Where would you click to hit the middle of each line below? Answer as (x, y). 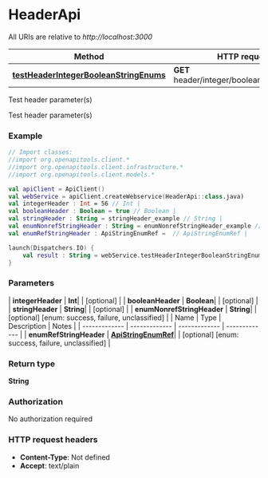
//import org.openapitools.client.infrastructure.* (96, 167)
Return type (32, 363)
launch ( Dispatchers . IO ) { (51, 248)
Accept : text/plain (49, 465)
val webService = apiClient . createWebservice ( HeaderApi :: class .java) (126, 196)
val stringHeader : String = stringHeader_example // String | (116, 219)
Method (89, 56)
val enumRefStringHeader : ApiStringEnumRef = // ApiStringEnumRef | (128, 233)
